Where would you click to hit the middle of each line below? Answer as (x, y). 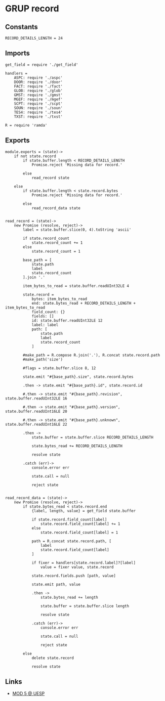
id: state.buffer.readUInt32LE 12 (67, 320)
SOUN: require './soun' (39, 108)
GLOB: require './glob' (39, 90)
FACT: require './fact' (39, 86)
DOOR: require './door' (39, 82)
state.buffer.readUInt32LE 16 (36, 398)
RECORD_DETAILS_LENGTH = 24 (34, 38)
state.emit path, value (56, 584)
